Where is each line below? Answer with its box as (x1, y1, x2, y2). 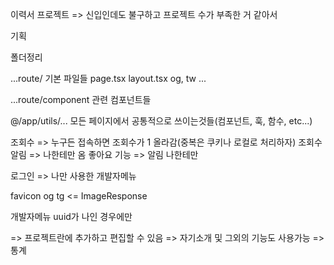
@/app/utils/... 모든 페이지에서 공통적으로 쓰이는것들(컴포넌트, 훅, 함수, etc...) (10, 115, 313, 127)
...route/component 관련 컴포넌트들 (10, 94, 152, 105)
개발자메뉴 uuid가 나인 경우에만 (10, 211, 133, 222)
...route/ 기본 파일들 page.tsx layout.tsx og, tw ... (10, 73, 207, 84)
